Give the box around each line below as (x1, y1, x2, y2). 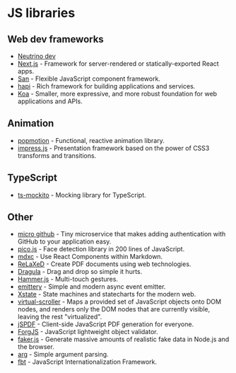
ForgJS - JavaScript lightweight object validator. (17, 328, 158, 336)
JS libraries (7, 5, 76, 21)
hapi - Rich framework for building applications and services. (17, 82, 196, 90)
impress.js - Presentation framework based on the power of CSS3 (17, 144, 210, 152)
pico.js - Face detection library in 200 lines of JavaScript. (17, 245, 185, 253)
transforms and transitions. (17, 151, 97, 160)
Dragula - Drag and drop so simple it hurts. (17, 268, 143, 276)
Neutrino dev (17, 52, 57, 60)
